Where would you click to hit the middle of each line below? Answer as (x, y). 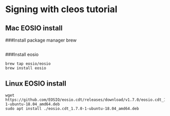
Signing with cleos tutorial (61, 9)
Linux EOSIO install (36, 84)
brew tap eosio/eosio (28, 64)
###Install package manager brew (41, 40)
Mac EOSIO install (34, 28)
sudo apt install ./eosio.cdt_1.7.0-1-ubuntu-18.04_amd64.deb (72, 108)
